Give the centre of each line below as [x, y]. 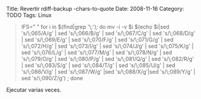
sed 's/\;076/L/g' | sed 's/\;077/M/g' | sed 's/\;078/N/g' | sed [97, 53]
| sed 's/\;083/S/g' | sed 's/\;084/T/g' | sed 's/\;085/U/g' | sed [98, 65]
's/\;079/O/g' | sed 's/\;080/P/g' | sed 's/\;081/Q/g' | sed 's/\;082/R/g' [107, 59]
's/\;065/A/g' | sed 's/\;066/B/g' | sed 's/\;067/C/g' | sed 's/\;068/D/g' [108, 33]
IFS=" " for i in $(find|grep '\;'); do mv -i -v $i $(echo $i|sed [95, 27]
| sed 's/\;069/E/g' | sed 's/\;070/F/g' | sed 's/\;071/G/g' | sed [97, 40]
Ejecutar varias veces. [34, 90]
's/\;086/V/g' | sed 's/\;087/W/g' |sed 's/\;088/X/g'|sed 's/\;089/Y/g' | [108, 72]
